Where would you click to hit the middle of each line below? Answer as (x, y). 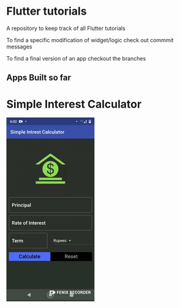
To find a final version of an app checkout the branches (76, 58)
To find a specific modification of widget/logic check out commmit (90, 40)
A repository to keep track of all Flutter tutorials (66, 28)
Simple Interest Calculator (74, 104)
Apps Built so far (39, 78)
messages (19, 47)
